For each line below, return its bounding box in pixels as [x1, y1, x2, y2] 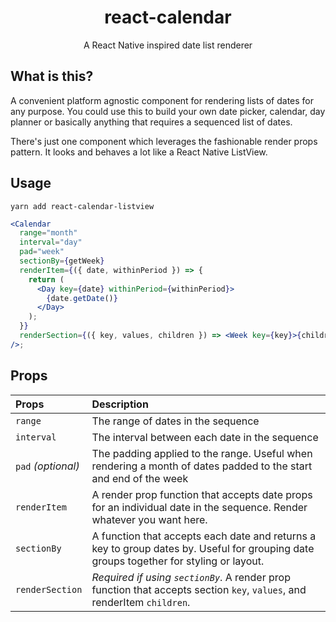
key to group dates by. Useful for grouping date [91, 541, 315, 555]
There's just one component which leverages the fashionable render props [10, 135, 318, 147]
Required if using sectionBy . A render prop [91, 570, 291, 584]
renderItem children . [91, 595, 191, 609]
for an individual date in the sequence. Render [91, 500, 308, 514]
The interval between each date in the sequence [91, 430, 319, 444]
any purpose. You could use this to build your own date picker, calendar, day [10, 105, 326, 117]
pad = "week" [19, 247, 65, 257]
